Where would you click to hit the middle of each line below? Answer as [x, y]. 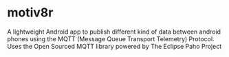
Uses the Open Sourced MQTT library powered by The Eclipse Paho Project [115, 46]
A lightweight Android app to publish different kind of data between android [114, 32]
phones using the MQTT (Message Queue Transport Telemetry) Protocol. [111, 38]
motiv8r [30, 13]
